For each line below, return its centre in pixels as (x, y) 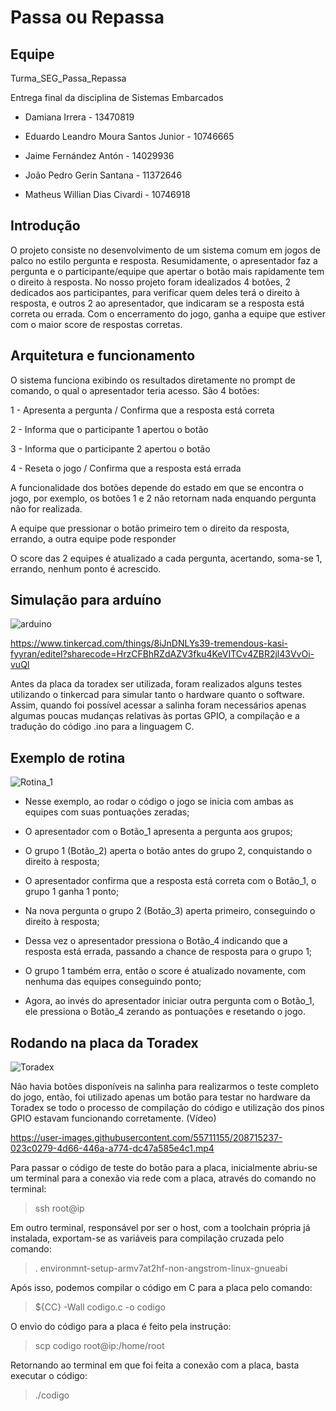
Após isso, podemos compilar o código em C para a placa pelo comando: (161, 1288)
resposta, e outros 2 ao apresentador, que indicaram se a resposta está (157, 303)
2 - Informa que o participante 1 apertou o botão (109, 429)
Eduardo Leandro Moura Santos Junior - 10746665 (129, 136)
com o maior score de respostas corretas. (96, 324)
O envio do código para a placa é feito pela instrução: (121, 1327)
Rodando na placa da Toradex (104, 1042)
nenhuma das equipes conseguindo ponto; (113, 982)
